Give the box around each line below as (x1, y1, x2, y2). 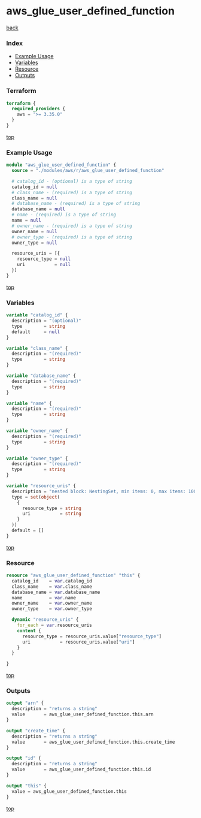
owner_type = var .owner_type (11, 606, 93, 612)
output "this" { (6, 783, 47, 789)
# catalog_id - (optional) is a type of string (11, 178, 133, 184)
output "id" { (6, 755, 42, 762)
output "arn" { (6, 700, 44, 707)
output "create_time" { (6, 728, 66, 734)
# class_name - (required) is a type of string (11, 189, 133, 195)
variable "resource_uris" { (6, 483, 77, 489)
